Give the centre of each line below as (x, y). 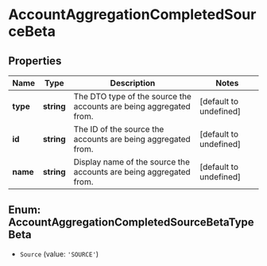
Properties (35, 61)
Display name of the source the (132, 162)
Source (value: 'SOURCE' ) (59, 254)
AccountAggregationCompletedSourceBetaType (131, 223)
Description (133, 83)
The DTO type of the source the (133, 96)
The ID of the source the (119, 129)
